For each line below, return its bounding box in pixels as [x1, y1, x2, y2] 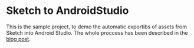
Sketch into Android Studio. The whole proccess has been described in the [6, 29, 188, 36]
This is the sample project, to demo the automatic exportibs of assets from [6, 23, 188, 30]
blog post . [6, 35, 31, 42]
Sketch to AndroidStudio [6, 4, 129, 17]
